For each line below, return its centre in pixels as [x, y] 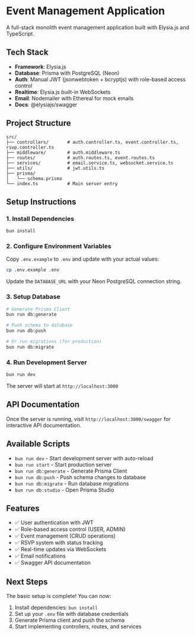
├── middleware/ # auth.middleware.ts [63, 153]
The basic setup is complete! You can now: [59, 596]
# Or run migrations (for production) [54, 342]
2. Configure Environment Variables [59, 246]
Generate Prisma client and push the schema [70, 620]
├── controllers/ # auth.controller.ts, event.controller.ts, [92, 142]
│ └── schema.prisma [34, 178]
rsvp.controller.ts [30, 147]
